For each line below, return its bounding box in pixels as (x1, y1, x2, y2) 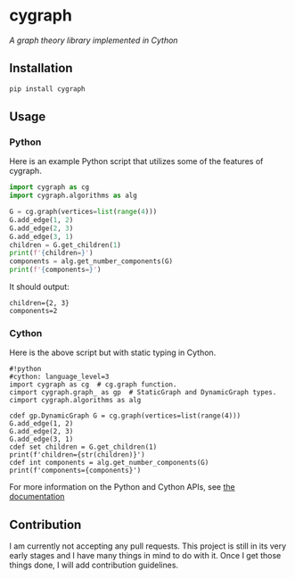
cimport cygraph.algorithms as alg (9, 396, 142, 405)
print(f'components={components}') (9, 466, 142, 476)
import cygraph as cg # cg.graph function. (9, 380, 177, 389)
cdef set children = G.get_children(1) (9, 443, 158, 451)
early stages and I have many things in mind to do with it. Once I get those (9, 550, 282, 561)
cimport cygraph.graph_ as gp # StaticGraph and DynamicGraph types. (9, 388, 277, 397)
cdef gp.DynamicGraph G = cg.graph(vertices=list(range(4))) (9, 411, 242, 420)
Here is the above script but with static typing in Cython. (9, 347, 217, 358)
